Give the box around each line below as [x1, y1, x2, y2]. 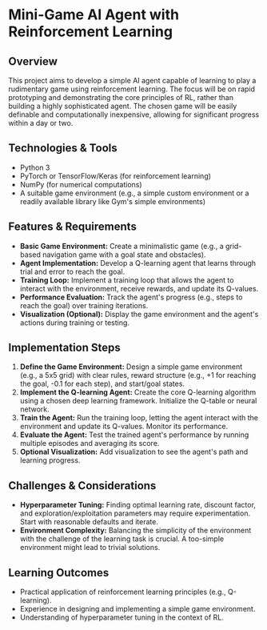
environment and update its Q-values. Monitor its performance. [19, 422, 229, 431]
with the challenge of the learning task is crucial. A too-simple [19, 534, 225, 544]
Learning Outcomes [8, 566, 110, 580]
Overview [8, 54, 58, 68]
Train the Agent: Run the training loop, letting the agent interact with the [19, 413, 258, 423]
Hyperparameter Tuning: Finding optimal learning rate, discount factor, [19, 500, 256, 510]
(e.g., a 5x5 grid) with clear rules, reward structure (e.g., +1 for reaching [19, 371, 257, 380]
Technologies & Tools [8, 142, 118, 155]
